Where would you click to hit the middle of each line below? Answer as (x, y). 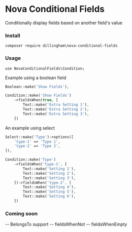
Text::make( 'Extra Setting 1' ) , (56, 105)
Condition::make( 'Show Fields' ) (38, 96)
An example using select (30, 128)
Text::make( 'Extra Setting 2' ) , (56, 110)
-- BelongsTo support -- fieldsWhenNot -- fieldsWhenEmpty (66, 224)
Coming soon (21, 213)
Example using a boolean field (36, 77)
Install (13, 36)
